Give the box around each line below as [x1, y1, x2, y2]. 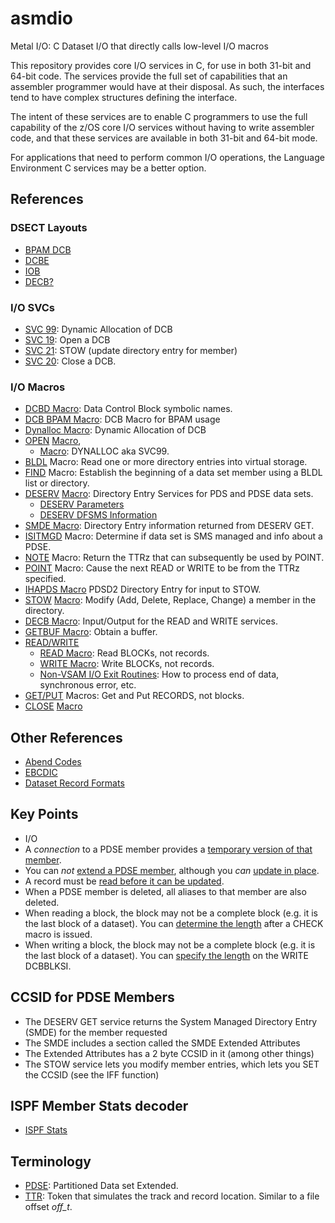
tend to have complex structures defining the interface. [10, 91, 238, 103]
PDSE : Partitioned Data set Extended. [24, 1180, 179, 1192]
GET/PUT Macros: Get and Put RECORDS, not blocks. [24, 690, 245, 702]
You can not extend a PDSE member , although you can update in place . [24, 864, 320, 876]
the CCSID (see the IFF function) [24, 1068, 160, 1081]
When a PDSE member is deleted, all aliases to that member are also [24, 885, 307, 897]
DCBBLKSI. [24, 960, 72, 972]
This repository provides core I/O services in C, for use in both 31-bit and [10, 59, 312, 71]
